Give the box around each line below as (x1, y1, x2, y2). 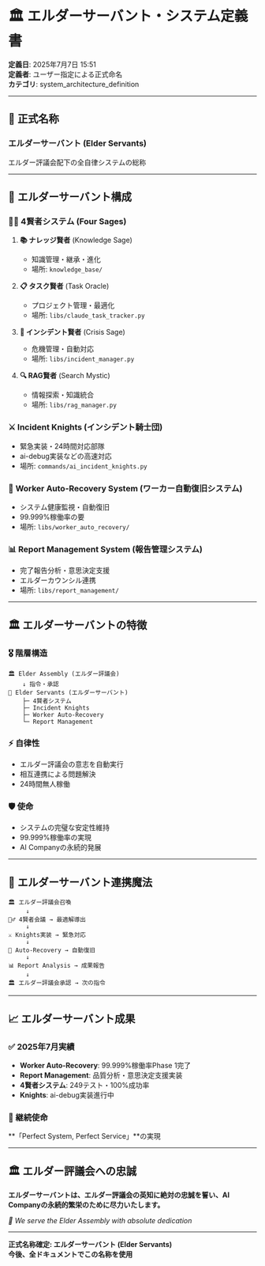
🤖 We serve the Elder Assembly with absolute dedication (8, 1216, 192, 1226)
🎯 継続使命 (8, 1112, 49, 1123)
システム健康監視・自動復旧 (19, 502, 110, 511)
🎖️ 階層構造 (8, 647, 48, 658)
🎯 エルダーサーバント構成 (8, 191, 132, 204)
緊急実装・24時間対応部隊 (19, 441, 105, 451)
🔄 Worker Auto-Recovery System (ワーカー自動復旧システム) (8, 483, 243, 494)
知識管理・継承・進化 (31, 255, 101, 264)
